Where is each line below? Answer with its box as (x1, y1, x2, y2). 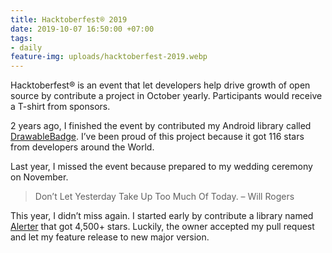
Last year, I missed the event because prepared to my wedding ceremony (10, 161, 313, 173)
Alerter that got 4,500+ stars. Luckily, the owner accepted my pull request (10, 221, 315, 233)
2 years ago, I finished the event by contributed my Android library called (10, 120, 312, 132)
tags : (10, 33, 33, 43)
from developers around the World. (10, 141, 155, 153)
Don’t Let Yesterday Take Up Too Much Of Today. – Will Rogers (34, 191, 295, 203)
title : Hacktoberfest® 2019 (10, 14, 128, 25)
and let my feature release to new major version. (10, 231, 210, 243)
